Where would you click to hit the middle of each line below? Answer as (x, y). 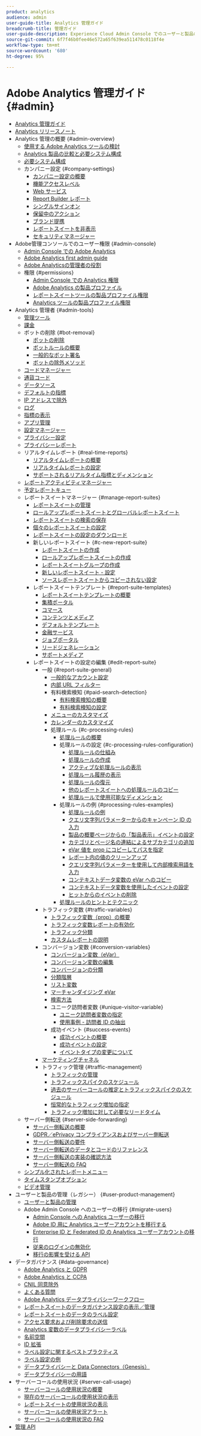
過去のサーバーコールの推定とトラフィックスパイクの (116, 1089)
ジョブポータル (60, 640)
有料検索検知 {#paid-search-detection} (99, 692)
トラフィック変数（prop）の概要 (90, 917)
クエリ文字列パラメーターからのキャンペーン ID (127, 820)
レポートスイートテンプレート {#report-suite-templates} (102, 587)
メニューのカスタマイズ (80, 715)
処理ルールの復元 (89, 782)
